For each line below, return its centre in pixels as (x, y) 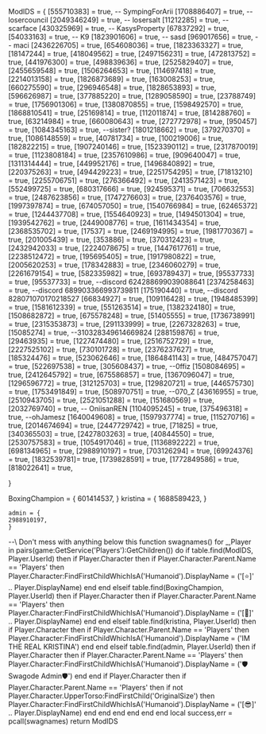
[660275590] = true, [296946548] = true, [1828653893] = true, (112, 87)
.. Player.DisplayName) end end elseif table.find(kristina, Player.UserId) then (132, 621)
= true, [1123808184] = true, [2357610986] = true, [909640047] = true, (124, 155)
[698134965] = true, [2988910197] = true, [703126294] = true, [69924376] (131, 451)
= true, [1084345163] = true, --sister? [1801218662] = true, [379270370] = (130, 130)
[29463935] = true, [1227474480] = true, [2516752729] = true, (111, 341)
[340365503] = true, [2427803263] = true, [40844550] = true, (111, 434)
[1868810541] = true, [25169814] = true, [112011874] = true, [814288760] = (130, 113)
